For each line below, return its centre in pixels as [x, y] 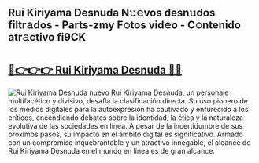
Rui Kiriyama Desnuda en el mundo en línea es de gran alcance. [111, 151]
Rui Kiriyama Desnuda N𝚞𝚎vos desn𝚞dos [112, 13]
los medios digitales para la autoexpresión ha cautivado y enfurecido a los [129, 109]
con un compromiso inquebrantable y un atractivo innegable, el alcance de [129, 143]
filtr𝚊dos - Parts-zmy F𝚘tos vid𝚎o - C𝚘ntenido [125, 25]
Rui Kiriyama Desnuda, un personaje [170, 92]
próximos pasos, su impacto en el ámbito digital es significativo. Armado [126, 134]
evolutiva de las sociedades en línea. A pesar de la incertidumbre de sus [126, 126]
